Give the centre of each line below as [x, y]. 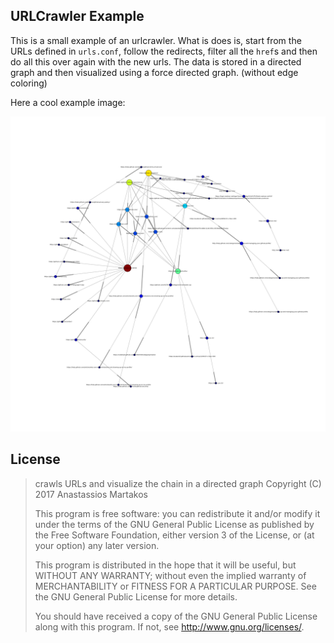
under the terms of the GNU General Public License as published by [174, 524]
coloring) [29, 83]
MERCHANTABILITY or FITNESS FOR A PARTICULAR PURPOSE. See [175, 586]
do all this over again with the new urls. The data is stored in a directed [156, 61]
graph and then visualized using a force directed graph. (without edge [154, 72]
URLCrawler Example [77, 16]
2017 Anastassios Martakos [91, 494]
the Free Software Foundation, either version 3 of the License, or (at [174, 535]
